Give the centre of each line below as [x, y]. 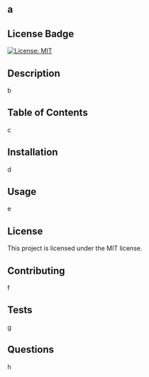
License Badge [41, 34]
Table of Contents [48, 113]
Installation [33, 153]
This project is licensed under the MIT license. [75, 248]
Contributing [36, 271]
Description [34, 73]
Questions [31, 350]
